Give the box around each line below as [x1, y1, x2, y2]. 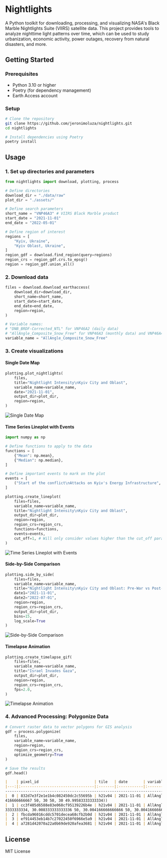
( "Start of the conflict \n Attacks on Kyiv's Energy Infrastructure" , [14, 481, 162, 486]
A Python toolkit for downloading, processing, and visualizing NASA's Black [5, 20, 160, 26]
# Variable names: [5, 322, 43, 327]
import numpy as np [5, 435, 46, 440]
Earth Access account [12, 92, 58, 98]
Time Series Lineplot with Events [5, 424, 75, 430]
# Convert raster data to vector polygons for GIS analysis [5, 724, 133, 729]
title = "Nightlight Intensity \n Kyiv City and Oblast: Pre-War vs [14, 586, 150, 591]
